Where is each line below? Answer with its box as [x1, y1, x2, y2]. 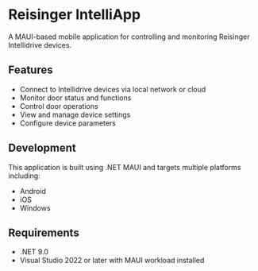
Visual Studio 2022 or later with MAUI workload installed [19, 256, 205, 265]
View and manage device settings [19, 110, 131, 119]
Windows [19, 203, 51, 212]
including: [8, 171, 41, 180]
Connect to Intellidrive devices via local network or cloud [19, 84, 206, 94]
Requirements [8, 226, 79, 239]
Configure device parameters [19, 118, 117, 128]
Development [8, 141, 77, 155]
